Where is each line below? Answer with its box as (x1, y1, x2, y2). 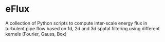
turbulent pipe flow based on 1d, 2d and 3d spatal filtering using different (5, 25, 160, 31)
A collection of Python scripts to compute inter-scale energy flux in (5, 20, 148, 26)
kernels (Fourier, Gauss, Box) (5, 31, 67, 37)
